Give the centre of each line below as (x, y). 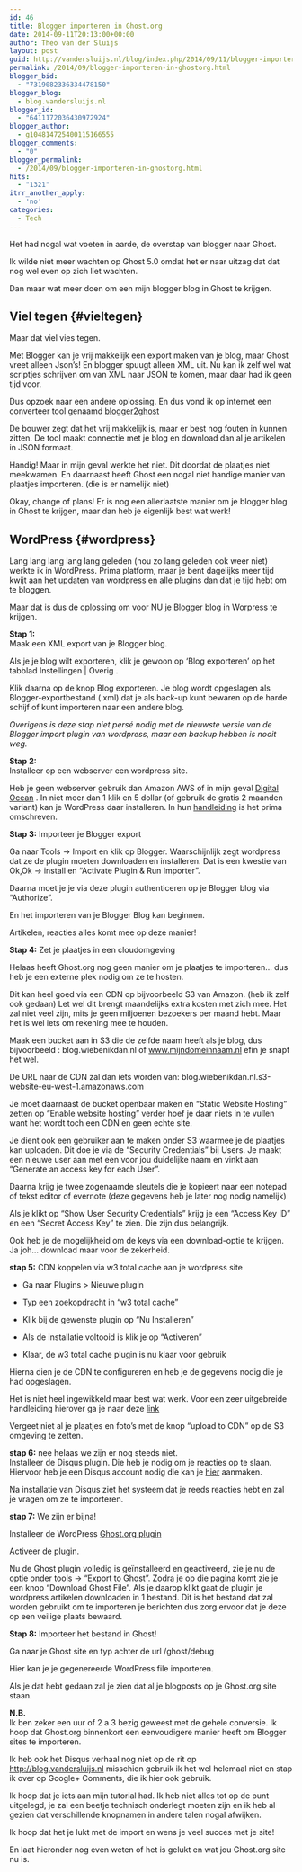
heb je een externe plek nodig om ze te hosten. (97, 977)
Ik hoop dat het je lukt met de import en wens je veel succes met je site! (142, 1832)
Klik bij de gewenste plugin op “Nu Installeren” (108, 1320)
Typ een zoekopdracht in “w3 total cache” (100, 1302)
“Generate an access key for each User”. (84, 1169)
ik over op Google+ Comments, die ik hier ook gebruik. (111, 1778)
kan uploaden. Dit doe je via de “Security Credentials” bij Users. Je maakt (146, 1150)
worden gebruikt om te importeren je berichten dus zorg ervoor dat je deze (148, 1607)
